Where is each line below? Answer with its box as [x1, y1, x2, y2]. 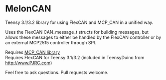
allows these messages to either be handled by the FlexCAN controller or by [5, 34, 162, 40]
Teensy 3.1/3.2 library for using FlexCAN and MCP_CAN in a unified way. [5, 19, 154, 25]
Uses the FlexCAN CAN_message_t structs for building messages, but [5, 29, 149, 35]
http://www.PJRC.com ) [5, 60, 52, 66]
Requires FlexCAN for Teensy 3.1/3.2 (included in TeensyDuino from [5, 54, 145, 60]
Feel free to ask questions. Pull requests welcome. [5, 69, 109, 75]
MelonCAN [5, 3, 51, 14]
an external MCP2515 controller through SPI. [5, 39, 96, 45]
